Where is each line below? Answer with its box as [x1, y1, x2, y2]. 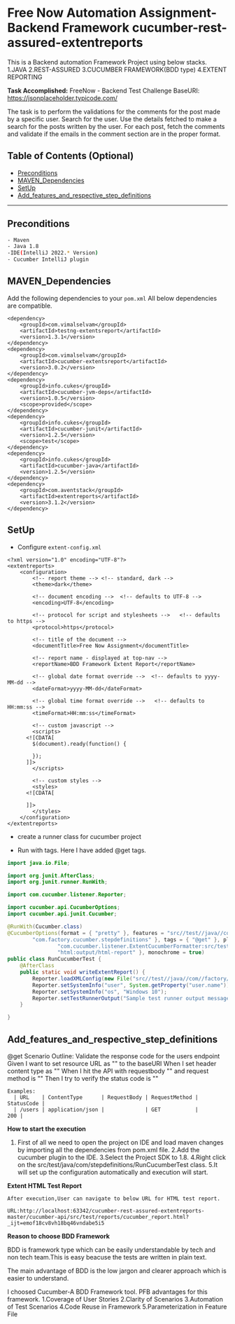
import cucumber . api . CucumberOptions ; [7, 904, 120, 911]
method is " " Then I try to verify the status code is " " [7, 1074, 159, 1082]
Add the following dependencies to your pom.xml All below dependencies [7, 294, 218, 302]
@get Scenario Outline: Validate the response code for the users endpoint [7, 1052, 220, 1060]
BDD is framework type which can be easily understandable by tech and [7, 1245, 215, 1254]
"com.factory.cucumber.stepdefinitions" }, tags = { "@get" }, [32, 936, 220, 943]
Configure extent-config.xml [17, 542, 101, 551]
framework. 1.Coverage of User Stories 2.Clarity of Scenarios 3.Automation [7, 1295, 224, 1303]
